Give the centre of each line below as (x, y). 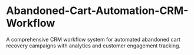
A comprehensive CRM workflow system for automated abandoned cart (93, 39)
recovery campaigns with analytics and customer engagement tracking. (93, 46)
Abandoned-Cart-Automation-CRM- (97, 11)
